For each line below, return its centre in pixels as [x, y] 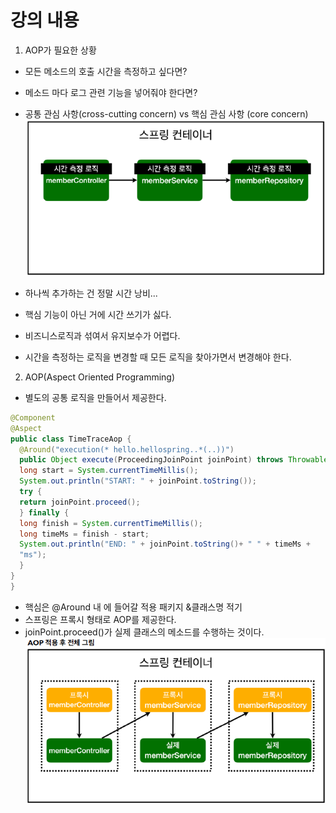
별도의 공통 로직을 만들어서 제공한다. [95, 397]
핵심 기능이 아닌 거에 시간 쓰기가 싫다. [98, 314]
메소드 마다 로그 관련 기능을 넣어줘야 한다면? [111, 92]
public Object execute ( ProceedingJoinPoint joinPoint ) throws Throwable [174, 460]
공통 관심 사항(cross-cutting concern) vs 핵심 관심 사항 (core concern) [166, 113]
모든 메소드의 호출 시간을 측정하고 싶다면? [106, 71]
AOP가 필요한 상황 [60, 50]
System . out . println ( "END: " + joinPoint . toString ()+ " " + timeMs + [165, 544]
